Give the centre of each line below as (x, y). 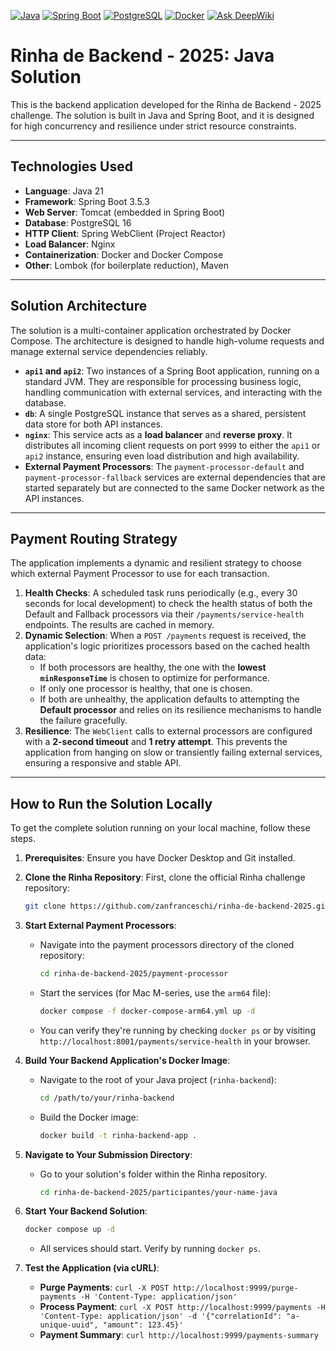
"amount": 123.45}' (143, 1325)
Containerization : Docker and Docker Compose (124, 254)
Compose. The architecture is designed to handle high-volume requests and (167, 341)
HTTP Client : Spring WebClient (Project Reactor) (125, 233)
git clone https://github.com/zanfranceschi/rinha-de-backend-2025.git (177, 906)
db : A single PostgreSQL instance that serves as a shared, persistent (165, 413)
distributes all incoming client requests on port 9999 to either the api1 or (172, 445)
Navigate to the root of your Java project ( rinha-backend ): (158, 1079)
